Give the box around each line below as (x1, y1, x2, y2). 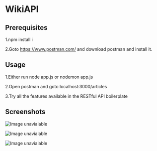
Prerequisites (5, 23, 48, 32)
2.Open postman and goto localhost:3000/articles (5, 83, 107, 89)
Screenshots (5, 108, 46, 116)
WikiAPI (5, 3, 39, 15)
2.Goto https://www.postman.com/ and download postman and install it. (5, 46, 153, 52)
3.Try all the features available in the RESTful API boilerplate (5, 93, 128, 99)
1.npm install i (5, 36, 33, 42)
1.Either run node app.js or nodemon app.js (5, 74, 93, 80)
